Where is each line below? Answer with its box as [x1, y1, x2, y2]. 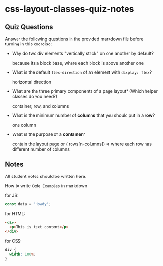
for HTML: [5, 210, 26, 216]
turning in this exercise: [5, 41, 52, 47]
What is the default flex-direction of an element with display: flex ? [12, 69, 152, 75]
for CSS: [5, 238, 22, 244]
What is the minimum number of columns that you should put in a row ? [12, 112, 155, 118]
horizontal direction [12, 79, 52, 85]
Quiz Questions [5, 23, 53, 31]
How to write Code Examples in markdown [5, 182, 88, 189]
